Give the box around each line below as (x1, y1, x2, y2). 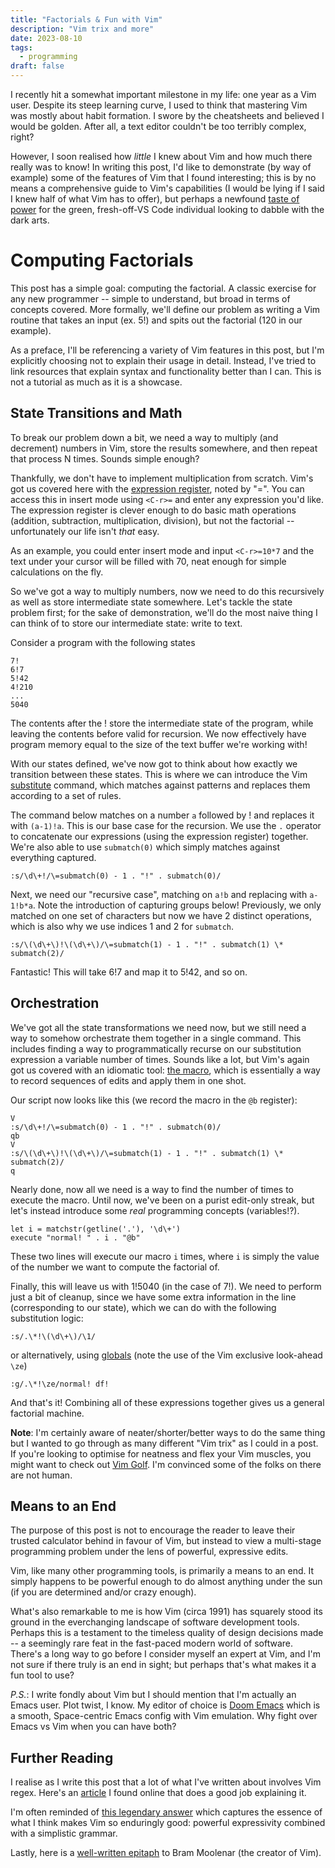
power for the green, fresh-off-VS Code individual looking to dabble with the (10, 204, 325, 215)
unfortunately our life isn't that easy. (10, 525, 160, 537)
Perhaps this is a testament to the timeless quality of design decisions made (10, 1627, 324, 1639)
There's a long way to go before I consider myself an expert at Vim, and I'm (10, 1648, 321, 1660)
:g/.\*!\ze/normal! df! (10, 1379, 110, 1389)
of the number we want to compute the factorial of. (10, 1261, 220, 1273)
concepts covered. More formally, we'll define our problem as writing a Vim (10, 303, 321, 315)
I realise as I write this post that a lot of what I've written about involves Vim (10, 1776, 322, 1788)
